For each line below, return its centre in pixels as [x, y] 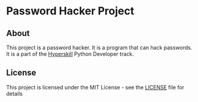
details [14, 94]
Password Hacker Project [70, 11]
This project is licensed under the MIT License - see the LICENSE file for [95, 87]
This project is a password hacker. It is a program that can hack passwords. [99, 47]
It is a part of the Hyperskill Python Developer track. [70, 54]
